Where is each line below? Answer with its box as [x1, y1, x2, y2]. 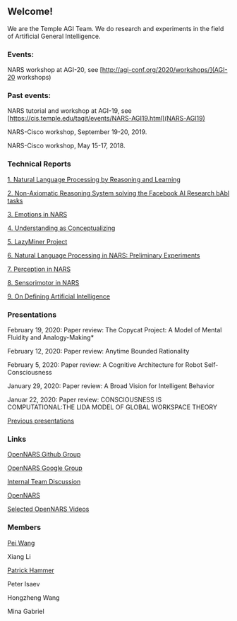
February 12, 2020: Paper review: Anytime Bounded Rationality [7, 347, 190, 355]
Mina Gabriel [7, 607, 44, 615]
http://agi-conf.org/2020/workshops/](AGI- [102, 66, 228, 74]
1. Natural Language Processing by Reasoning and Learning [7, 175, 181, 183]
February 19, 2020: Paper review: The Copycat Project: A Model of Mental [7, 326, 222, 334]
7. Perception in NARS [7, 265, 71, 273]
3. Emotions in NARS [7, 210, 68, 218]
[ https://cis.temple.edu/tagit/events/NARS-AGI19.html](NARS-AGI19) [7, 114, 206, 123]
